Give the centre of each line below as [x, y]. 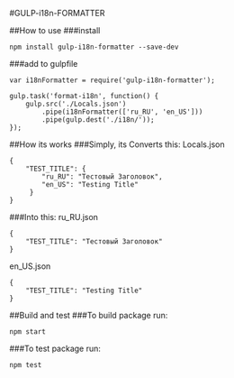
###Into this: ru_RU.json [54, 217]
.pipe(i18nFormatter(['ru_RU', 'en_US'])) [122, 112]
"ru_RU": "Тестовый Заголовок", [103, 177]
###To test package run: [55, 348]
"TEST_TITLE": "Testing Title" [84, 290]
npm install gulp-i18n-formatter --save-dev [94, 47]
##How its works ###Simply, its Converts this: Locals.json [117, 144]
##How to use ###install [55, 30]
